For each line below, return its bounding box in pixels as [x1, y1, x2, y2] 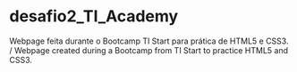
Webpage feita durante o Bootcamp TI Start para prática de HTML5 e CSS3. [9, 36, 289, 46]
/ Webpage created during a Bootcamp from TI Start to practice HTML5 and [9, 44, 289, 55]
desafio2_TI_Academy [9, 6, 179, 27]
